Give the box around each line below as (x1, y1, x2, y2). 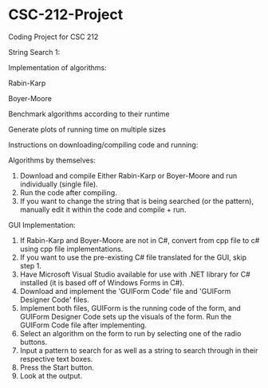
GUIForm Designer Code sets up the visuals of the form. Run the (19, 312, 232, 321)
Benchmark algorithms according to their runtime (8, 109, 170, 119)
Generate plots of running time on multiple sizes (8, 124, 166, 134)
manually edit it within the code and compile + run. (19, 205, 187, 214)
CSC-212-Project (8, 6, 124, 24)
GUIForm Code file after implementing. (19, 320, 148, 330)
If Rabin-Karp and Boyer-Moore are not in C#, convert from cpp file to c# (19, 235, 260, 245)
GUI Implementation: (8, 220, 76, 229)
